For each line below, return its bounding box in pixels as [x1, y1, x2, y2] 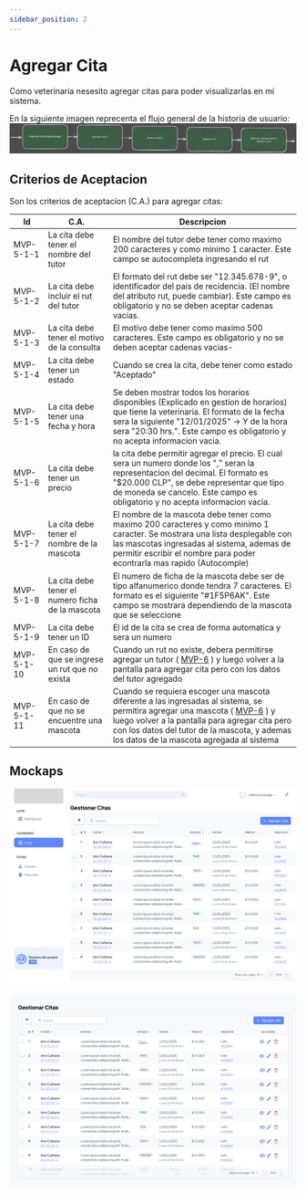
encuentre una [47, 715, 103, 726]
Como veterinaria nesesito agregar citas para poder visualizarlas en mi [9, 85, 275, 96]
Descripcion [178, 215, 227, 227]
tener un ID [47, 631, 90, 643]
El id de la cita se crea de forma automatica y [112, 622, 281, 633]
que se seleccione [112, 609, 182, 620]
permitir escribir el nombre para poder [112, 548, 257, 559]
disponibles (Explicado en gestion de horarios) [112, 396, 288, 407]
